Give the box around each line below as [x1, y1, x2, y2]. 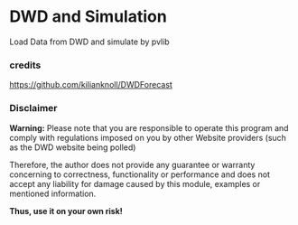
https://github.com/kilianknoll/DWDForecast [9, 80, 173, 90]
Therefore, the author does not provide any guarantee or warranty [9, 159, 256, 170]
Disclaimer [9, 102, 58, 115]
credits [9, 59, 42, 71]
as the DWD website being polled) [9, 142, 136, 153]
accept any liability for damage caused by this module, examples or [9, 178, 261, 189]
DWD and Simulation [9, 6, 167, 27]
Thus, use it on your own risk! [9, 205, 124, 216]
